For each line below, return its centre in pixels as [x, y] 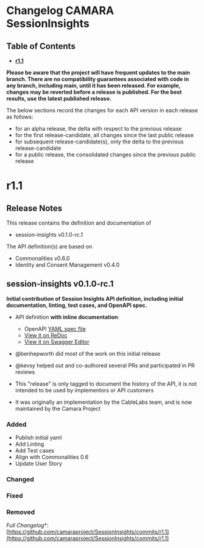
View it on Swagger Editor [57, 342]
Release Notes [34, 208]
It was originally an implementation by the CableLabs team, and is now [104, 402]
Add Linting [30, 444]
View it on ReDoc [46, 335]
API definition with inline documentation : [67, 317]
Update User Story [39, 464]
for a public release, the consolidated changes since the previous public [105, 154]
